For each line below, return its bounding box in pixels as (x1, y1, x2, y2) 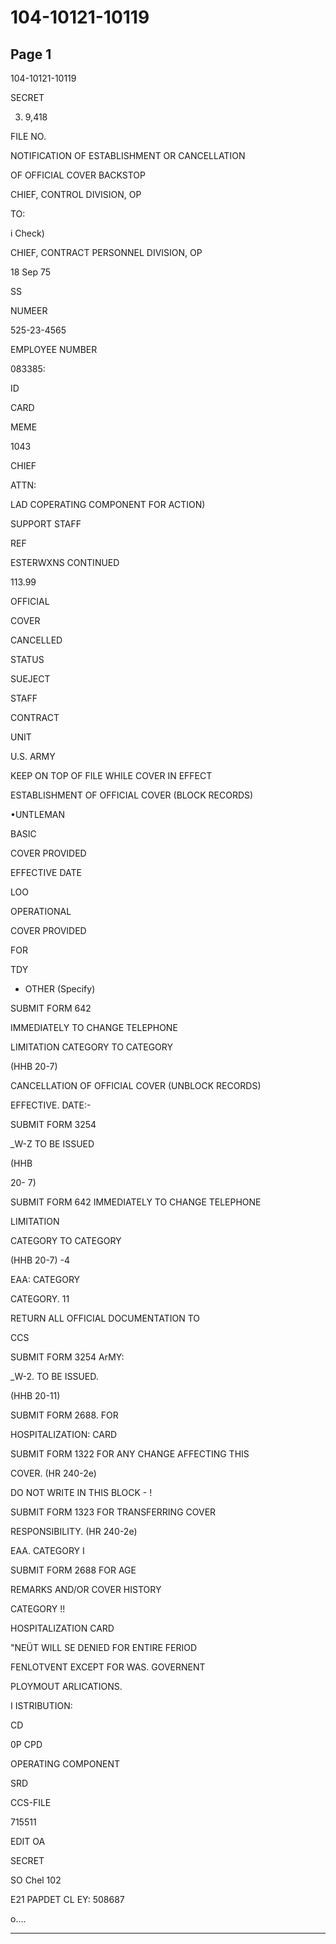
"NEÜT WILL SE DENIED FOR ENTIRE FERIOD (10, 1642, 198, 1653)
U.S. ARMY (10, 751, 56, 762)
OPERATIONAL (10, 906, 72, 917)
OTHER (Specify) (24, 983, 96, 995)
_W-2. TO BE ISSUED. (10, 1371, 99, 1382)
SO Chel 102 (10, 1874, 62, 1886)
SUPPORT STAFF (10, 518, 82, 530)
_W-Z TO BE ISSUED (10, 1138, 95, 1150)
